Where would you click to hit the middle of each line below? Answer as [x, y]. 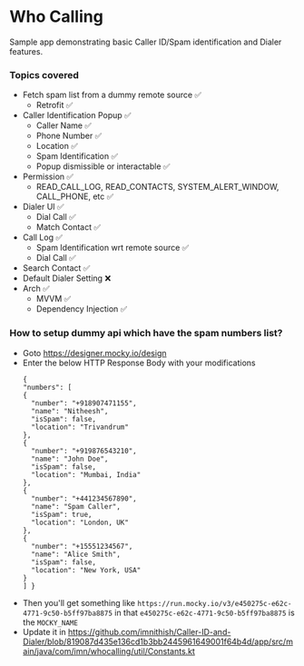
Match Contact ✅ [69, 227]
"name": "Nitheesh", [70, 411]
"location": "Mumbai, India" [86, 474]
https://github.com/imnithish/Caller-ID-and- [149, 631]
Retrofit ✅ [54, 105]
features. [26, 51]
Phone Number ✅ [69, 136]
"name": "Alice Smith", [76, 554]
